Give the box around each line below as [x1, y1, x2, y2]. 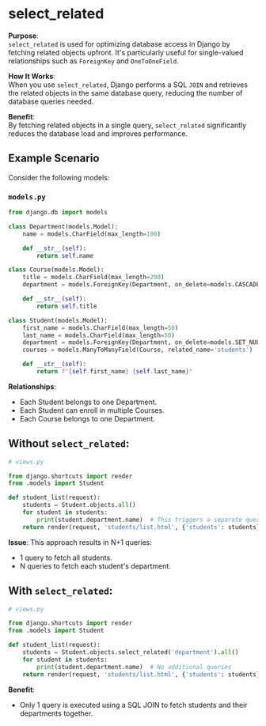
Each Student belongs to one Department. [19, 397, 158, 406]
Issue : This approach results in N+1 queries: [8, 537, 152, 546]
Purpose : [8, 31, 40, 40]
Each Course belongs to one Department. [19, 414, 156, 423]
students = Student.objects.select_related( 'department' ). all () [22, 648, 239, 656]
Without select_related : [8, 437, 130, 451]
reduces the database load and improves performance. [8, 128, 188, 138]
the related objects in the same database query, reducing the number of [8, 88, 243, 97]
